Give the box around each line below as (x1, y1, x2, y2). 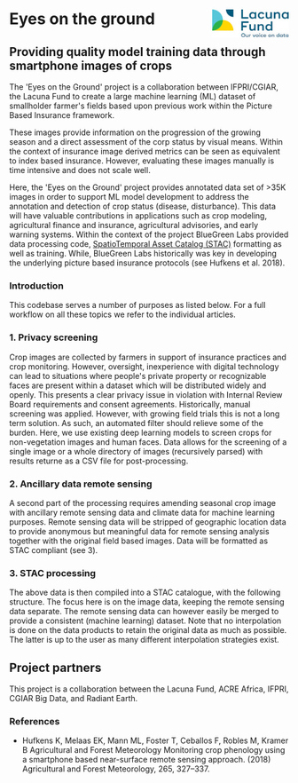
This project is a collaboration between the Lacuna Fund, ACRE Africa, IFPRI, (9, 684, 289, 694)
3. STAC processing (9, 566, 96, 579)
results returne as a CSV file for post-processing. (9, 455, 189, 466)
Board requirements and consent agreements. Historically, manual (9, 399, 251, 409)
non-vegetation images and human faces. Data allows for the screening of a (9, 436, 287, 447)
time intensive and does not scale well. (9, 165, 151, 175)
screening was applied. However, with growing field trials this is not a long (9, 408, 280, 419)
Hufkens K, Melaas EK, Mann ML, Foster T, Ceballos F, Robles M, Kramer (21, 735, 289, 746)
